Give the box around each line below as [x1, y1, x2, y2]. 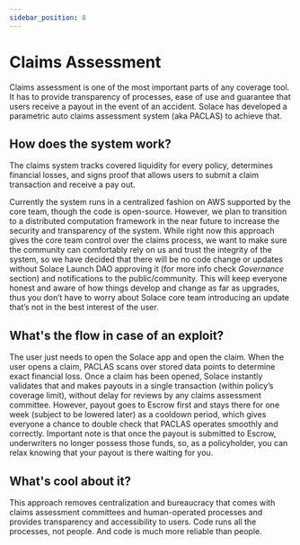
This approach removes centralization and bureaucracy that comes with [9, 497, 276, 508]
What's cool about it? [9, 473, 132, 488]
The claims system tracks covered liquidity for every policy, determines [9, 160, 274, 171]
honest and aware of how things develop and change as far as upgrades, [9, 282, 280, 293]
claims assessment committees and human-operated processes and [9, 507, 263, 517]
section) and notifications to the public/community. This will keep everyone [9, 273, 287, 284]
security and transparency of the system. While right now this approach [9, 226, 276, 237]
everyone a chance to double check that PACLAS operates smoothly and [9, 419, 278, 430]
